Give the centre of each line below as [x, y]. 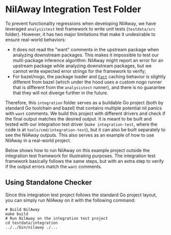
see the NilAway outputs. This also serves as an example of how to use [80, 135]
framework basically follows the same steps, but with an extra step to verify [84, 161]
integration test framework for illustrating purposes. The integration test [80, 156]
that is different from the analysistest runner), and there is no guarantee [89, 87]
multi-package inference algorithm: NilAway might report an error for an [88, 60]
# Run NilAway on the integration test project [57, 218]
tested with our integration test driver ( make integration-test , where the [81, 124]
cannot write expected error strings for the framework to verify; [79, 71]
